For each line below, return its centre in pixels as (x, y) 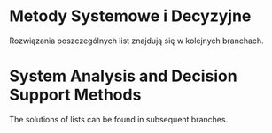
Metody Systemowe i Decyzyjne (130, 16)
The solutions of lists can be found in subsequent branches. (119, 119)
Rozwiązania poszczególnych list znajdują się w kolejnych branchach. (136, 41)
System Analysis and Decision (123, 76)
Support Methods (75, 95)
